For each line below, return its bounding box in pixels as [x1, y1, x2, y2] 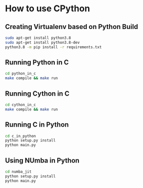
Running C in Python [5, 121, 69, 129]
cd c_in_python [5, 134, 36, 138]
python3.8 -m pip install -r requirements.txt [5, 45, 102, 50]
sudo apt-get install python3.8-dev [5, 40, 80, 45]
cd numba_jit [5, 169, 32, 174]
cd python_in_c [5, 71, 36, 76]
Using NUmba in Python [5, 156, 80, 164]
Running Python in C [5, 58, 69, 67]
